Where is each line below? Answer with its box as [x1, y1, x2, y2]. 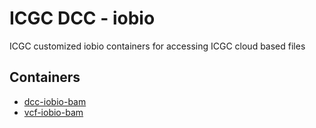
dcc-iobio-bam [23, 95, 87, 107]
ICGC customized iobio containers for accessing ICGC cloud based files [9, 40, 306, 52]
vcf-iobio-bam [23, 106, 84, 118]
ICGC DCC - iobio [9, 7, 156, 30]
